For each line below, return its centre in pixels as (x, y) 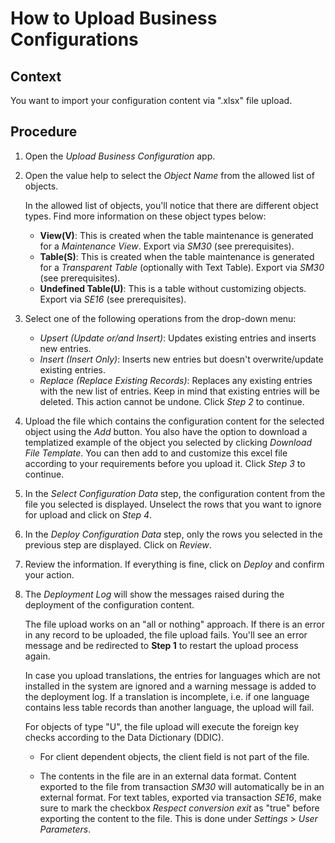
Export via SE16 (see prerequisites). (113, 299)
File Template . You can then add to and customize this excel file (156, 453)
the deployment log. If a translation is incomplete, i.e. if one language (167, 696)
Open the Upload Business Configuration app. (120, 156)
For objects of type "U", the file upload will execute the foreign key (162, 726)
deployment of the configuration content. (109, 604)
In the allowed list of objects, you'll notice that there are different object (171, 205)
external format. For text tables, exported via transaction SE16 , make (180, 797)
